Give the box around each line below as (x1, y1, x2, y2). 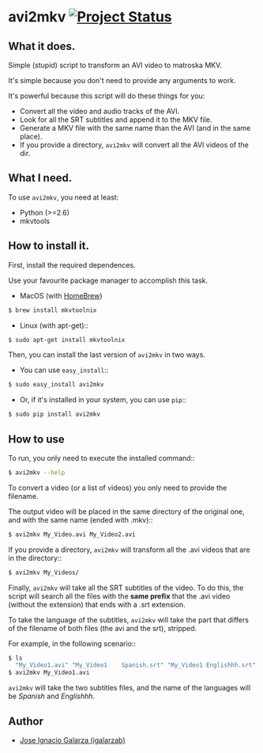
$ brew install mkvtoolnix (8, 306, 97, 314)
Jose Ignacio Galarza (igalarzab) (19, 736, 126, 744)
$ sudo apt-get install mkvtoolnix (8, 336, 126, 344)
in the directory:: (8, 553, 62, 562)
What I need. (8, 171, 73, 185)
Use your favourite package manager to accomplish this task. (8, 276, 209, 285)
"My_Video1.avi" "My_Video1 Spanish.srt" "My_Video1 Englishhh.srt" (15, 661, 257, 669)
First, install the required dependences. (8, 260, 136, 269)
